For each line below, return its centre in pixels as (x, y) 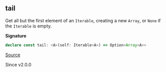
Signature (16, 35)
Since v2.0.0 (18, 64)
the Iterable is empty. (29, 26)
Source (13, 55)
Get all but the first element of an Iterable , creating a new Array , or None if (83, 20)
